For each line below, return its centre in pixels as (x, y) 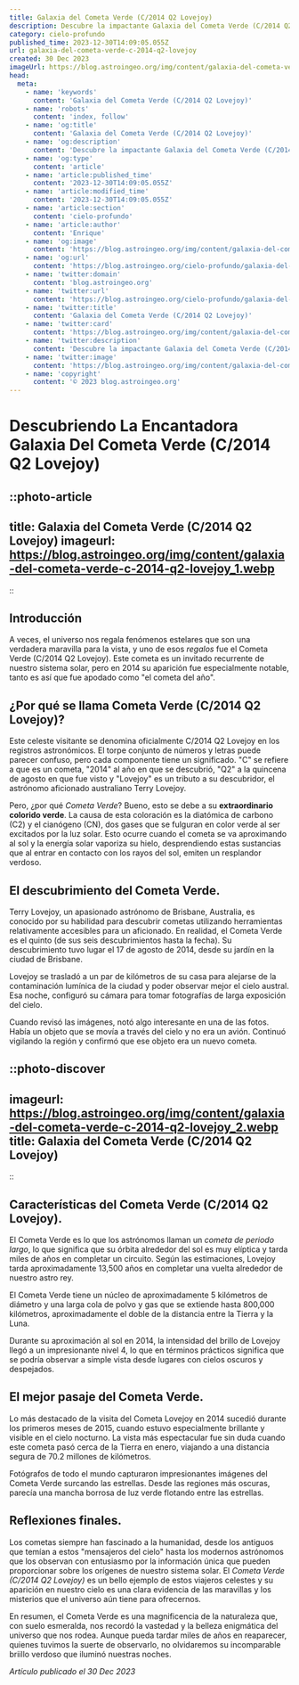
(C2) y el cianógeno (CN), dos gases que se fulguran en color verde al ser (145, 824)
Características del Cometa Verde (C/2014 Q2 (139, 1204)
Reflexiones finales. (65, 1521)
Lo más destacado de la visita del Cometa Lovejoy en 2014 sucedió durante (148, 1419)
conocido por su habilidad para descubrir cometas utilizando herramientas (146, 921)
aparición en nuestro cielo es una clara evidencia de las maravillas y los (140, 1589)
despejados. (32, 1369)
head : (19, 76)
